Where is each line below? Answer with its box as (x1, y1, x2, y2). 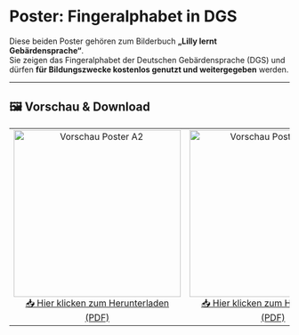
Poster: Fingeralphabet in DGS (9, 6, 238, 27)
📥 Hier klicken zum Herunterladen (25, 297, 170, 309)
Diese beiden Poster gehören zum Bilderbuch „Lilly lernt (9, 36, 218, 46)
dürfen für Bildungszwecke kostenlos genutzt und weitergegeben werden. (9, 64, 289, 75)
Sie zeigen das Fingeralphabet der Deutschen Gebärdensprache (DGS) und (9, 54, 286, 65)
